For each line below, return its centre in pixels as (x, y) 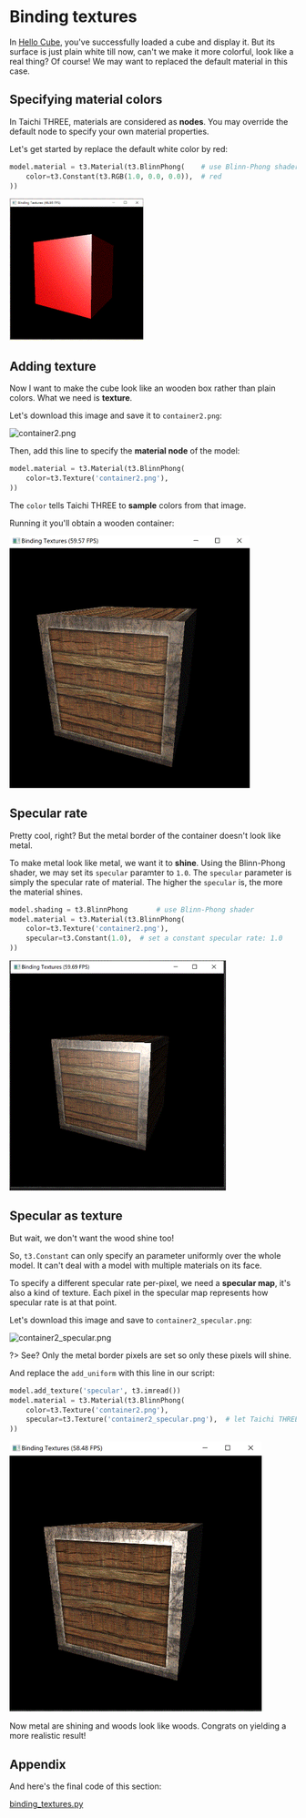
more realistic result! (48, 1736)
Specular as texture (66, 1216)
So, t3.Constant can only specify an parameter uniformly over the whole (145, 1255)
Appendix (38, 1764)
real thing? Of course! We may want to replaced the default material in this (149, 61)
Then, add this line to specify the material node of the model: (125, 451)
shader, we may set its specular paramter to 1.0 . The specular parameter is (151, 873)
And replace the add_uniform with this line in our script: (112, 1373)
